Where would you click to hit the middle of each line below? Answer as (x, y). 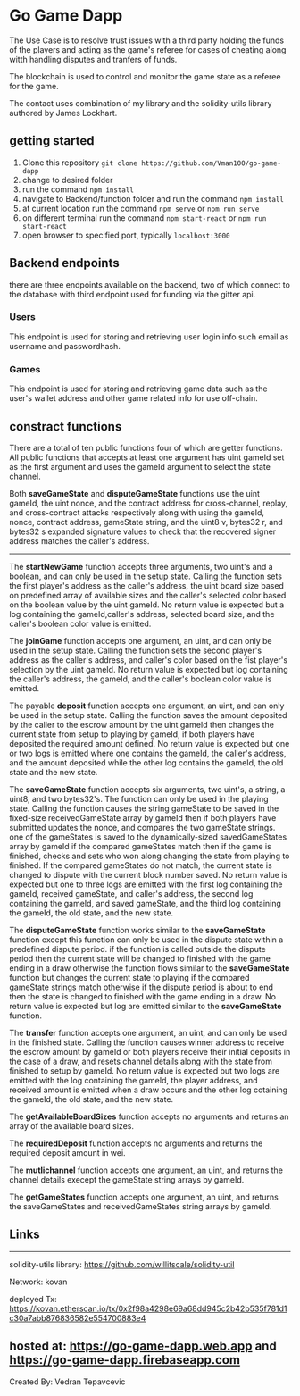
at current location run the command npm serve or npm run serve (141, 208)
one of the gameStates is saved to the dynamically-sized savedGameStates (148, 837)
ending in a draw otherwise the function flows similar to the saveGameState (150, 968)
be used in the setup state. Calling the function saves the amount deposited (148, 715)
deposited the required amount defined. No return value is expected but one (150, 743)
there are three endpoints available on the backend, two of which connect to (150, 284)
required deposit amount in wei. (68, 1152)
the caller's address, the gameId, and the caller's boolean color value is (141, 679)
